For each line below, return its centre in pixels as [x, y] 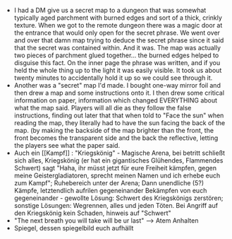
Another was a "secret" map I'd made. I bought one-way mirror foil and [117, 85]
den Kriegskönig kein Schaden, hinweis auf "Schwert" [92, 213]
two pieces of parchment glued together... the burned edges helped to [116, 55]
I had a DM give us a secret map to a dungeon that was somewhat [110, 10]
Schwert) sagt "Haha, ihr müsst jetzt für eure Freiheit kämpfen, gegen [115, 168]
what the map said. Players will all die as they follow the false [103, 108]
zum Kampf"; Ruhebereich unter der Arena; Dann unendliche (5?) [109, 183]
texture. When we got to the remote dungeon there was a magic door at [118, 25]
